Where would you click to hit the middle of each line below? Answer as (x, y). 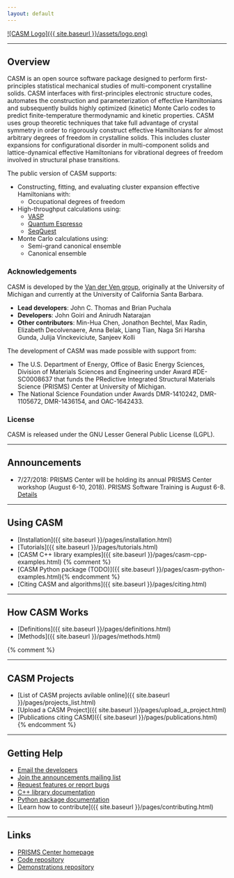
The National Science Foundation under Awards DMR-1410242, (108, 393)
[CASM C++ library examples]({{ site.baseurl (81, 554)
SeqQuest (42, 231)
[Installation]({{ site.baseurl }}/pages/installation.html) (95, 540)
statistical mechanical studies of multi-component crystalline (125, 86)
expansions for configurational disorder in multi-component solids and (108, 145)
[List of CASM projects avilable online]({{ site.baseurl (93, 695)
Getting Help (35, 753)
